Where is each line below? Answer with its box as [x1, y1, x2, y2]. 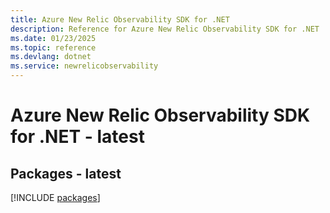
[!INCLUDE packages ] [10, 192, 101, 203]
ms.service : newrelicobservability [10, 61, 159, 71]
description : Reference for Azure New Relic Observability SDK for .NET [10, 24, 320, 34]
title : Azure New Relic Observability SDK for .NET [10, 14, 230, 25]
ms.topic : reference [10, 42, 97, 53]
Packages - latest [10, 165, 122, 182]
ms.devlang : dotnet [10, 52, 92, 62]
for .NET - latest [10, 126, 145, 148]
